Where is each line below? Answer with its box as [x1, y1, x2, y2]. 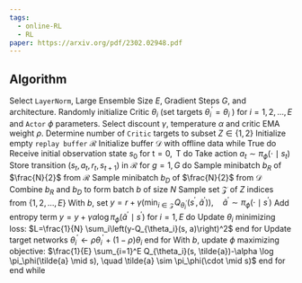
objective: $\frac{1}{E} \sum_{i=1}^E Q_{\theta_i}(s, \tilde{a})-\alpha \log [9, 246, 274, 257]
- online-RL [17, 22, 63, 31]
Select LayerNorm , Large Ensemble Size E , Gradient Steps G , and [9, 95, 247, 106]
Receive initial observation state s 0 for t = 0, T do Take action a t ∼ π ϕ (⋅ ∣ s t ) [9, 147, 290, 161]
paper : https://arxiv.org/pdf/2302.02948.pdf [9, 38, 182, 48]
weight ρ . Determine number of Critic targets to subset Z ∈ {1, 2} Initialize [9, 128, 286, 138]
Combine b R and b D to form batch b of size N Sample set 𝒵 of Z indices [9, 183, 274, 197]
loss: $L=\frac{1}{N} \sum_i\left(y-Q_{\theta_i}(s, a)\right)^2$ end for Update [9, 223, 292, 234]
